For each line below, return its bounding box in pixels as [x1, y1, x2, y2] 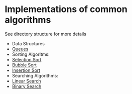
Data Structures [12, 40, 45, 46]
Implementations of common [5, 4, 127, 15]
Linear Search [12, 78, 41, 84]
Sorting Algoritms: [12, 51, 50, 57]
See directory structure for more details [5, 31, 86, 37]
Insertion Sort [12, 67, 41, 73]
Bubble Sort [12, 62, 37, 68]
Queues [12, 46, 29, 52]
